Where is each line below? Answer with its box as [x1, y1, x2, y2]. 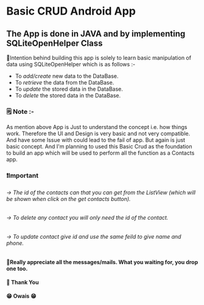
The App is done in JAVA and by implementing [6, 29, 186, 39]
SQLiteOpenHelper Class [6, 38, 103, 48]
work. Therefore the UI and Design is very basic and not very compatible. [6, 130, 191, 138]
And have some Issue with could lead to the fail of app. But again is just [6, 136, 186, 144]
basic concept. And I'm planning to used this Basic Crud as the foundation [6, 143, 193, 150]
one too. [6, 265, 28, 272]
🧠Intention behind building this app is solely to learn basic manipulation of [6, 54, 192, 61]
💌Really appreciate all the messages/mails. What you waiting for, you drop [6, 258, 199, 265]
